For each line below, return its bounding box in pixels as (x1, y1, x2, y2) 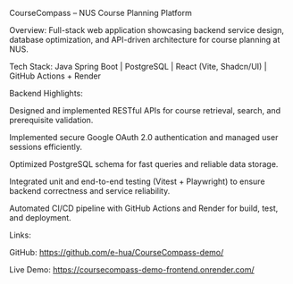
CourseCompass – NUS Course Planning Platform (9, 8, 192, 18)
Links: (9, 230, 31, 240)
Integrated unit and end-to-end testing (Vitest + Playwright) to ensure (9, 176, 265, 187)
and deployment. (9, 213, 71, 222)
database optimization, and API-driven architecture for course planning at (9, 35, 280, 45)
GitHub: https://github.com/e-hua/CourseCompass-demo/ (9, 247, 224, 257)
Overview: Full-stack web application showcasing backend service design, (9, 25, 284, 35)
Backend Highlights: (9, 88, 83, 98)
